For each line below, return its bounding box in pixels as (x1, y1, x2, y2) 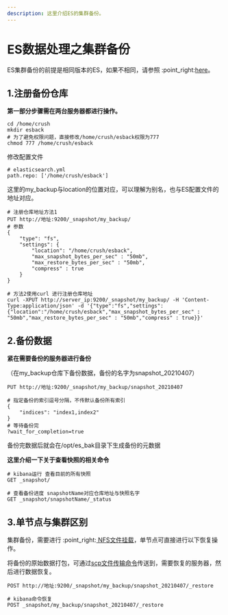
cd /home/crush (7, 121, 51, 127)
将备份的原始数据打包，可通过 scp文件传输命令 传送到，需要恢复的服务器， (7, 559, 216, 567)
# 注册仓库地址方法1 (7, 209, 58, 216)
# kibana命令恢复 (7, 596, 53, 603)
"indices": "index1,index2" (19, 409, 99, 416)
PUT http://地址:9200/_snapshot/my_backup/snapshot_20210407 (7, 384, 183, 391)
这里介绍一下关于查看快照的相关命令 (7, 456, 110, 464)
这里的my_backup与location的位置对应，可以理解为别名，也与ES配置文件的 (7, 186, 219, 194)
